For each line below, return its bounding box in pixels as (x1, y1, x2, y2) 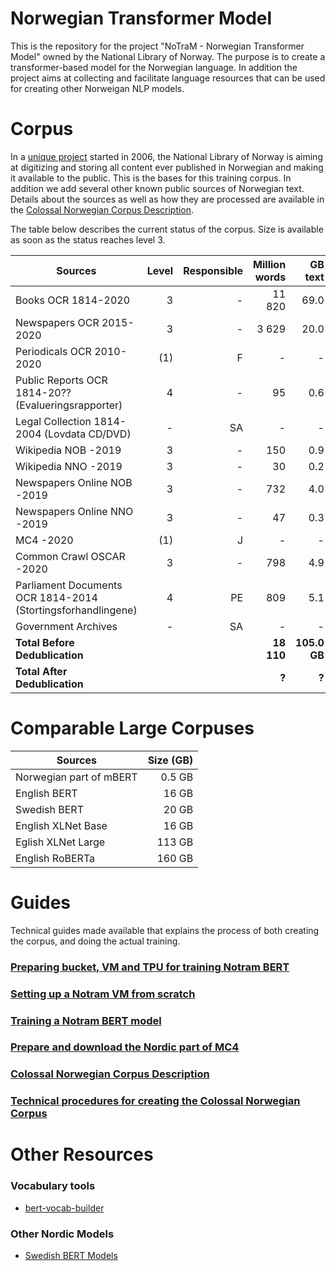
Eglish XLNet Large (15, 835, 106, 849)
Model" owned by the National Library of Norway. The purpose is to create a (10, 50, 326, 62)
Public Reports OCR (15, 373, 108, 387)
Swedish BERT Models (24, 1250, 118, 1262)
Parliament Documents (15, 578, 123, 592)
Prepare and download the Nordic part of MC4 (10, 1040, 240, 1054)
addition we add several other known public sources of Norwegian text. (10, 182, 305, 194)
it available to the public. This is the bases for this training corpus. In (10, 172, 292, 184)
